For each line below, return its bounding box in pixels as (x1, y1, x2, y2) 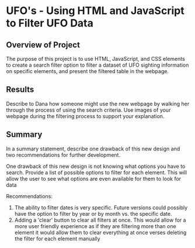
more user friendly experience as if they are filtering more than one (14, 222, 176, 229)
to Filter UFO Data (6, 16, 93, 30)
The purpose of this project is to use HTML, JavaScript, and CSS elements (6, 56, 185, 62)
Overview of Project (6, 40, 81, 50)
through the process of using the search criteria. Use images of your (6, 106, 171, 113)
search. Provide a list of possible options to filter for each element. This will (6, 168, 187, 176)
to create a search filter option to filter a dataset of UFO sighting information (6, 61, 189, 68)
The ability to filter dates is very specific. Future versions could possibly (14, 204, 188, 211)
